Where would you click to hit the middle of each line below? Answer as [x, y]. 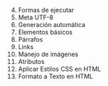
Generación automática [52, 25]
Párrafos [30, 40]
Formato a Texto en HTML [55, 76]
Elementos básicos [45, 32]
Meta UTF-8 [36, 17]
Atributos [31, 61]
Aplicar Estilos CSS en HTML [60, 69]
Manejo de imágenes [48, 54]
